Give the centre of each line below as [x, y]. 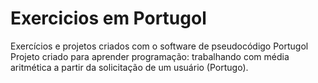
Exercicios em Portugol [108, 18]
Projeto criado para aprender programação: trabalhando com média [150, 56]
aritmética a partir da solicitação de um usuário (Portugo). [129, 67]
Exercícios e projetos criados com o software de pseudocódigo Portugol [159, 46]
